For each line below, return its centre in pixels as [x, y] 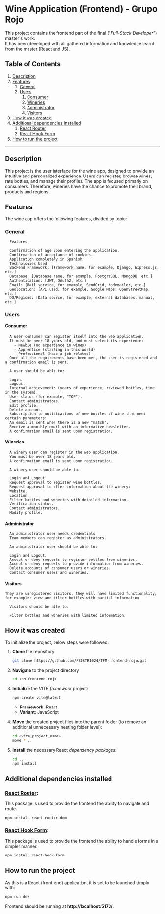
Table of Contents [33, 64]
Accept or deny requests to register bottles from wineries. [73, 560]
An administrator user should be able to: [54, 547]
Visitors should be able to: [39, 607]
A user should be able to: [37, 371]
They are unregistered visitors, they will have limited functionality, [81, 594]
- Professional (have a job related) [53, 354]
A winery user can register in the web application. [65, 452]
